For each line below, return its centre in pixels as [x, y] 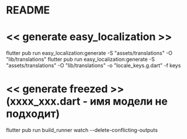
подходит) [33, 114]
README [28, 10]
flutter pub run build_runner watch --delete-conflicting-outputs [82, 130]
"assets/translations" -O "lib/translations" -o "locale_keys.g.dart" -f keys [93, 65]
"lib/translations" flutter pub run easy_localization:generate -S [80, 60]
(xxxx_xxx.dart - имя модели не [87, 101]
